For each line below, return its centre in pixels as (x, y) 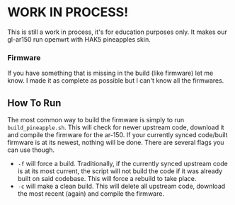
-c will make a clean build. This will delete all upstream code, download (121, 186)
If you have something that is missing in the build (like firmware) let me (110, 73)
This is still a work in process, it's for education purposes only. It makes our (117, 32)
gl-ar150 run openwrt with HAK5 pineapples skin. (79, 39)
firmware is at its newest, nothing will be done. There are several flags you (116, 143)
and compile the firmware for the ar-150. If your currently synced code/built (117, 135)
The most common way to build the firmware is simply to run (96, 120)
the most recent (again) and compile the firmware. (91, 194)
